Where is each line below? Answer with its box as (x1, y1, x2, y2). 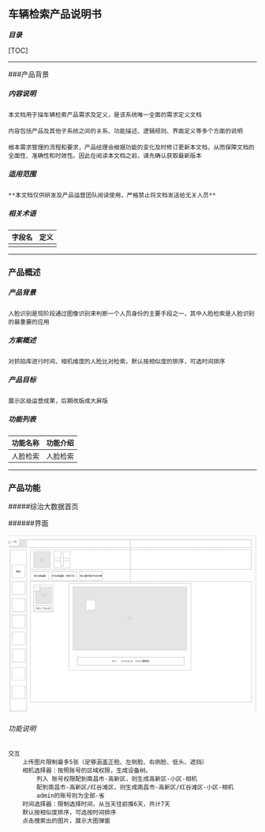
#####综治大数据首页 (8, 502, 79, 512)
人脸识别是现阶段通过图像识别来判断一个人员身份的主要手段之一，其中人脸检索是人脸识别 (8, 309, 255, 317)
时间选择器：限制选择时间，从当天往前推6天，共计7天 (22, 800, 171, 808)
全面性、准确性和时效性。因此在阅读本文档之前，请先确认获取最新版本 (8, 152, 203, 159)
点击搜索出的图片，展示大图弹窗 (22, 817, 111, 825)
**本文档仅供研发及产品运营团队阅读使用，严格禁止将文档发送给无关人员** (8, 191, 217, 199)
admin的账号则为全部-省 (36, 792, 105, 800)
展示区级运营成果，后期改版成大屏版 (8, 397, 109, 405)
